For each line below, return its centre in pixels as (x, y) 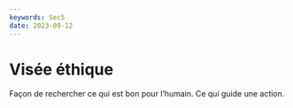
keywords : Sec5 (37, 17)
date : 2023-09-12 (41, 26)
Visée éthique (61, 69)
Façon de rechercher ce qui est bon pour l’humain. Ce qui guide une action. (147, 94)
